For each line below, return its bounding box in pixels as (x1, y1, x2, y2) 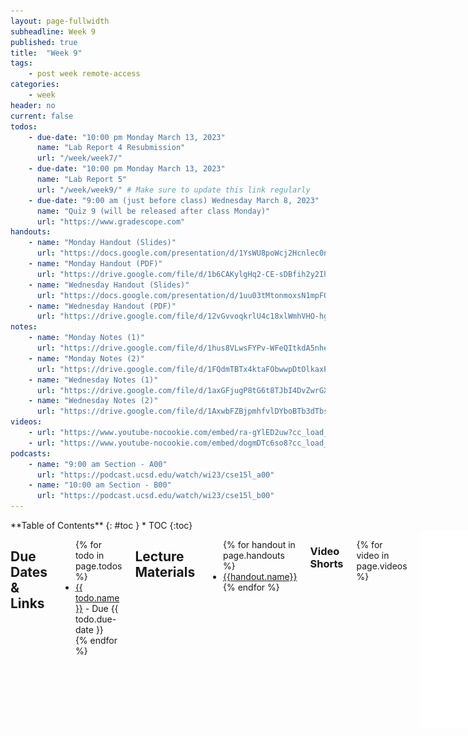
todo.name (74, 592, 120, 604)
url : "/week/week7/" (36, 153, 123, 164)
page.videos (356, 560, 408, 572)
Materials (134, 564, 196, 581)
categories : (10, 80, 60, 90)
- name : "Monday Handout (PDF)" (28, 259, 163, 269)
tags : (10, 58, 33, 69)
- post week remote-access (28, 69, 141, 79)
